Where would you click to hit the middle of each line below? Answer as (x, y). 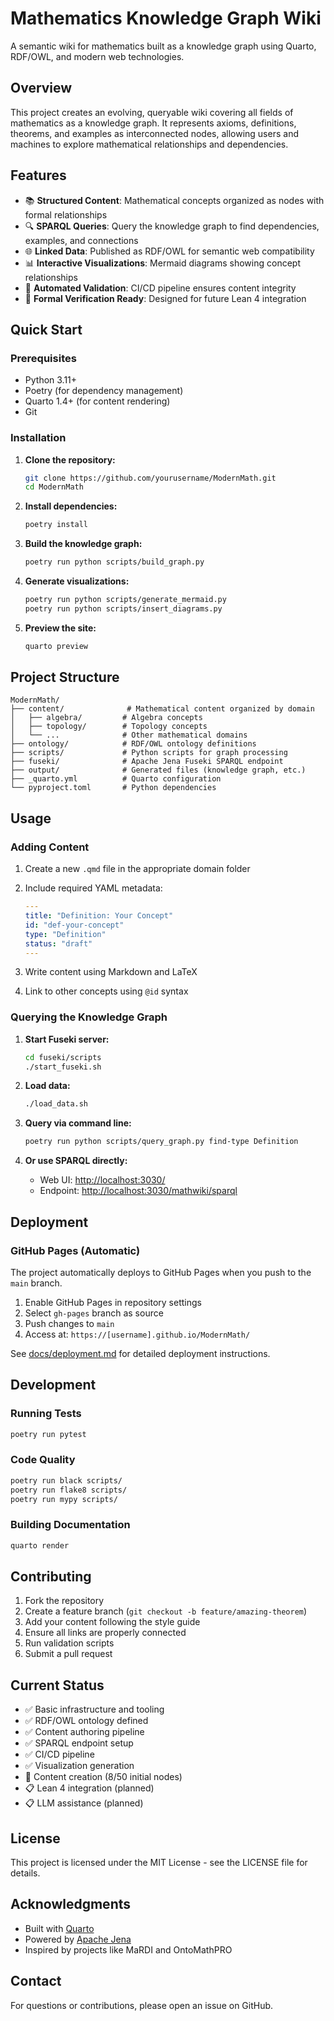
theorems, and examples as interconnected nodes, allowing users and (154, 133)
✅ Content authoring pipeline (84, 1732)
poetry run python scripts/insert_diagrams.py (123, 608)
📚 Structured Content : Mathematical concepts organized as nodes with (174, 200)
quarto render (40, 1545)
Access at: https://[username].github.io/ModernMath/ (137, 1334)
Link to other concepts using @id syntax (106, 991)
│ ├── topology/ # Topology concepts (109, 727)
